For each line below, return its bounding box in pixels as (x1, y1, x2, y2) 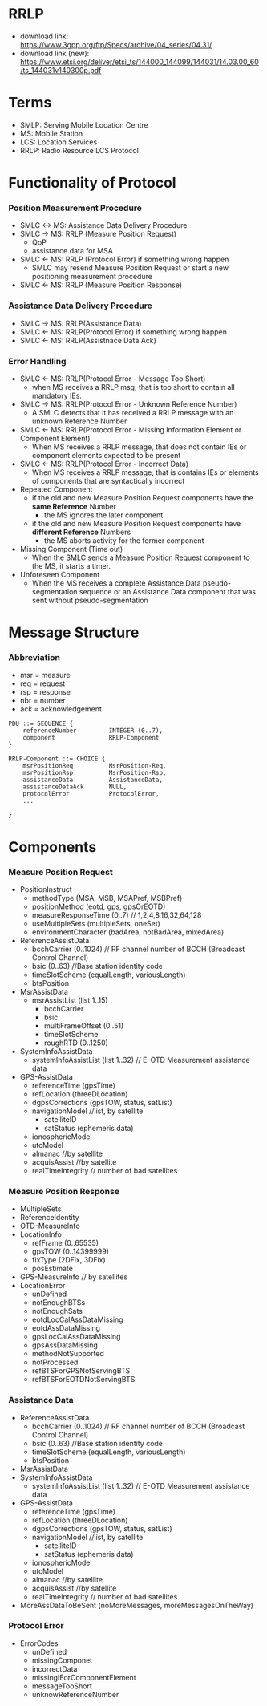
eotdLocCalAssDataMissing (31, 1315, 123, 1324)
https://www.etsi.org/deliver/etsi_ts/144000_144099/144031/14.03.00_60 (19, 57, 259, 67)
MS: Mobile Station (19, 128, 83, 138)
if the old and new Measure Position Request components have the (31, 492, 254, 502)
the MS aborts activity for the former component (43, 535, 204, 545)
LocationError (19, 1281, 66, 1291)
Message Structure (8, 623, 140, 642)
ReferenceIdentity (19, 1213, 79, 1222)
